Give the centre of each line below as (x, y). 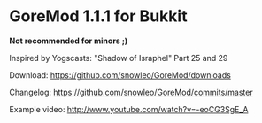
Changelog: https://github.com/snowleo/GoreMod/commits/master (131, 92)
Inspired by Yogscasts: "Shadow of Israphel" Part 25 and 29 (119, 58)
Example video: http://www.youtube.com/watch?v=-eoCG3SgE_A (129, 109)
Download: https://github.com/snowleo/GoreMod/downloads (120, 75)
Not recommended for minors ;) (69, 41)
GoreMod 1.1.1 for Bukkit (98, 16)
